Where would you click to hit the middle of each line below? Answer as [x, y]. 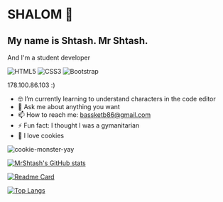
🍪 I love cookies [41, 135]
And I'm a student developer [49, 57]
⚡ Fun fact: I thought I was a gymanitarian [78, 125]
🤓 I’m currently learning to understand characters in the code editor [116, 99]
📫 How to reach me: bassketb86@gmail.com [84, 115]
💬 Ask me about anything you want [69, 107]
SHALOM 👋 [40, 15]
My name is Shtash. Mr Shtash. [78, 41]
